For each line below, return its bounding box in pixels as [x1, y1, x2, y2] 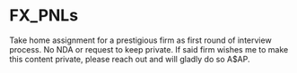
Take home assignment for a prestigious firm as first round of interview [9, 35, 272, 45]
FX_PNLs [9, 5, 79, 26]
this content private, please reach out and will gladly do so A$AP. [9, 53, 250, 64]
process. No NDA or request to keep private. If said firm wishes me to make [9, 44, 289, 54]
